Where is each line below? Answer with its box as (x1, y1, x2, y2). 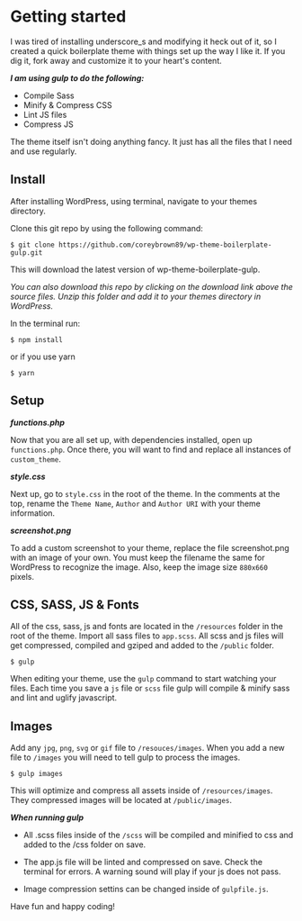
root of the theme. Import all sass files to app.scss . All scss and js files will (10, 630, 284, 641)
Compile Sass (22, 90, 75, 101)
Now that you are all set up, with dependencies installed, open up (10, 434, 253, 445)
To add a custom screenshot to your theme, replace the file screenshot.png (10, 542, 290, 553)
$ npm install (10, 335, 64, 344)
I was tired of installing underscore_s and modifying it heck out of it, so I (10, 36, 277, 47)
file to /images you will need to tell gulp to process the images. (10, 752, 241, 763)
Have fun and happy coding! (10, 901, 116, 912)
